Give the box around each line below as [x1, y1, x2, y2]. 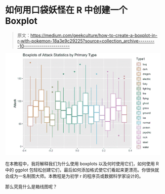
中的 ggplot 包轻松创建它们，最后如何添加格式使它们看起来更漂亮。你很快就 [5, 167, 159, 173]
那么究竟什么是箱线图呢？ [5, 184, 57, 190]
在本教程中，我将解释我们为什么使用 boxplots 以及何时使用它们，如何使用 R [5, 161, 159, 167]
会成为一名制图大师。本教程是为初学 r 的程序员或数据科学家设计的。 [5, 173, 144, 179]
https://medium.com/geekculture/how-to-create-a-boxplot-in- [30, 32, 158, 38]
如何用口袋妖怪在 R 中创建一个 [5, 4, 127, 16]
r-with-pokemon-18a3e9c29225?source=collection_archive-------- [17, 38, 155, 44]
